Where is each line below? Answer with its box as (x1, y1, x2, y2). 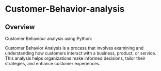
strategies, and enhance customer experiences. (5, 61, 100, 66)
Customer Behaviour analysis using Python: (5, 35, 92, 41)
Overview (5, 23, 35, 31)
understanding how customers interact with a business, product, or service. (5, 50, 157, 56)
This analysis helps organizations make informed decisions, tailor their (5, 55, 145, 61)
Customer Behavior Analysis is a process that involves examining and (5, 45, 144, 51)
